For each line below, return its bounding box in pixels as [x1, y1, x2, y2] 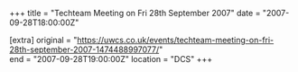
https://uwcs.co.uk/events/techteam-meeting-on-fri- [76, 35, 275, 45]
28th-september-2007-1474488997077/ [9, 44, 160, 55]
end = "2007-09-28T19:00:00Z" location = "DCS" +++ [9, 54, 213, 64]
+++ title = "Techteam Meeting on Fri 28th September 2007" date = [9, 8, 261, 18]
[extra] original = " [9, 35, 78, 45]
